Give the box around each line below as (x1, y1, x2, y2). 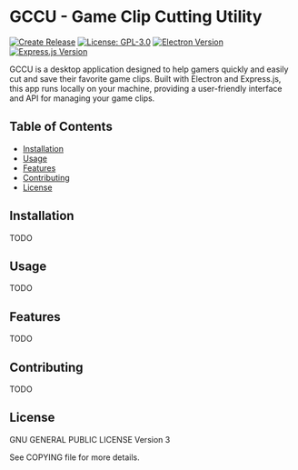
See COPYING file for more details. (9, 452, 140, 463)
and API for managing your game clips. (9, 93, 155, 104)
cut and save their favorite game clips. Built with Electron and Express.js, (9, 73, 282, 84)
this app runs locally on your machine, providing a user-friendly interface (9, 83, 283, 94)
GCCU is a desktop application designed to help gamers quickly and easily (9, 64, 289, 75)
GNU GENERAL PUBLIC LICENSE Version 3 (9, 434, 171, 445)
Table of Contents (9, 119, 114, 135)
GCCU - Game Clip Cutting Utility (9, 6, 263, 27)
